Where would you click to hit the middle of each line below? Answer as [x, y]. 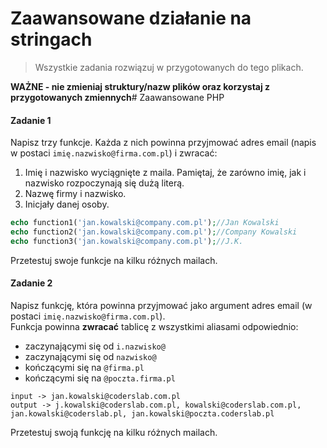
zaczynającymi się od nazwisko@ [90, 356]
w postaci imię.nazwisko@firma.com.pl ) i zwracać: [114, 153]
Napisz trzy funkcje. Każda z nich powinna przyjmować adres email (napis [163, 143]
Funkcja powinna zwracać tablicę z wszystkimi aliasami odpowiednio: [154, 326]
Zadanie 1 [31, 120]
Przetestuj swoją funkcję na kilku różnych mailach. [114, 432]
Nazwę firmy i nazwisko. [75, 194]
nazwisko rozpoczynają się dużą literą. [104, 183]
